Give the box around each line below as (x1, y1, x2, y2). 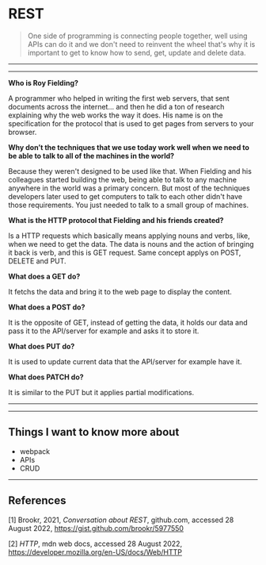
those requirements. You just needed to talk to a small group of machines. (8, 200, 249, 209)
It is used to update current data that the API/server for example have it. (8, 356, 243, 366)
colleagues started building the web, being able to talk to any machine (8, 175, 237, 184)
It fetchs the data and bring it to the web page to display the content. (8, 286, 232, 296)
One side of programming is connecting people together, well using (27, 31, 248, 40)
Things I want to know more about (8, 425, 180, 439)
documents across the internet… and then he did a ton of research (8, 102, 225, 111)
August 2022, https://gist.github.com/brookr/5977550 (8, 523, 184, 532)
